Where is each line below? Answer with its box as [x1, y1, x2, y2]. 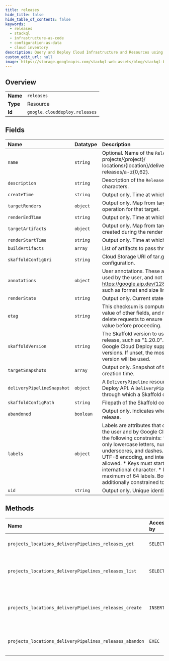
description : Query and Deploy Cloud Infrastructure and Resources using [5, 50, 163, 55]
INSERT [149, 605, 165, 610]
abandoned [8, 411, 31, 417]
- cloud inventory [10, 45, 49, 50]
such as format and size [102, 286, 159, 293]
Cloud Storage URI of [102, 253, 152, 260]
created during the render [102, 228, 163, 235]
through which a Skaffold [102, 390, 161, 398]
